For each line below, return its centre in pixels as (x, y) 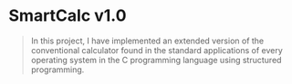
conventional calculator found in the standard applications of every (157, 50)
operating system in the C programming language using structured (156, 60)
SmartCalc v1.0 (68, 16)
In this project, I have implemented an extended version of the (147, 41)
